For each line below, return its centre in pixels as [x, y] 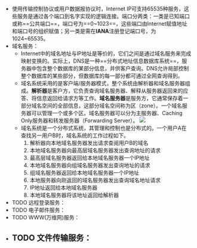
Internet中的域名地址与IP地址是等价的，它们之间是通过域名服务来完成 [106, 53]
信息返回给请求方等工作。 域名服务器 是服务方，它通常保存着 [110, 98]
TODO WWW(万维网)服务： [46, 217]
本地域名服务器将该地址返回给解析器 [74, 195]
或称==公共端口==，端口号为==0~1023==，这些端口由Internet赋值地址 [99, 24]
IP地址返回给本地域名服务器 [64, 187]
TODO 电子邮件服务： [39, 210]
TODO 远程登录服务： [39, 202]
